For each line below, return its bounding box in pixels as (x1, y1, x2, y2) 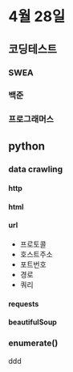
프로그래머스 (8, 114, 55, 125)
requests (8, 298, 39, 308)
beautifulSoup (8, 317, 58, 328)
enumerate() (8, 337, 59, 349)
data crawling (8, 163, 63, 175)
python (8, 139, 46, 153)
